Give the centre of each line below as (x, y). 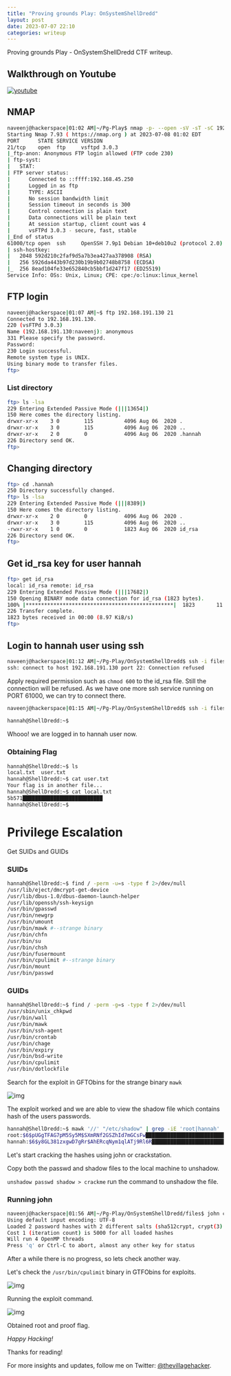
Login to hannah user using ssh (76, 646)
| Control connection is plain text (67, 211)
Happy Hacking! (30, 1339)
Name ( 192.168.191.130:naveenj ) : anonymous (70, 332)
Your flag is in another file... (55, 786)
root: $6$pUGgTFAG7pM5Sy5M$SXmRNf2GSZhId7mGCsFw (77, 1135)
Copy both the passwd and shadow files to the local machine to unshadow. (113, 1168)
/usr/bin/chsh (27, 948)
